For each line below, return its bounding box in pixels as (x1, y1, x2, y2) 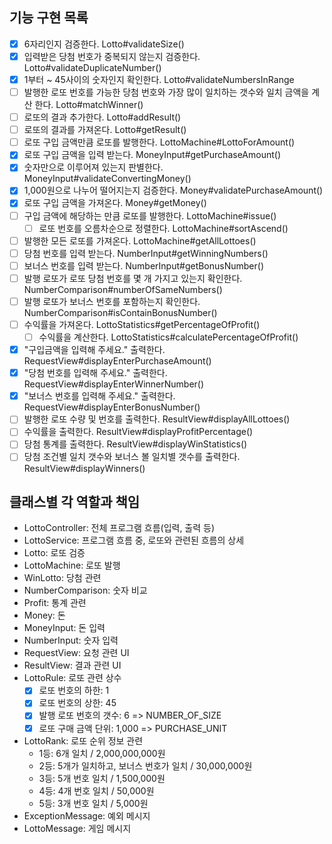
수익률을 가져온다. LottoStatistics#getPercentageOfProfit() (23, 318, 261, 330)
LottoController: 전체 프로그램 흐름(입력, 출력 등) (23, 522, 216, 534)
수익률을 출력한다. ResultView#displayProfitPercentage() (23, 426, 254, 438)
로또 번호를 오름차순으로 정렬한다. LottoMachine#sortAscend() (38, 222, 289, 234)
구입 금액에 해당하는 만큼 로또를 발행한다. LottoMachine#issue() (23, 209, 277, 222)
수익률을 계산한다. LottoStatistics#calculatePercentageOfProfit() (38, 331, 299, 343)
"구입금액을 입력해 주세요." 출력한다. (23, 344, 166, 356)
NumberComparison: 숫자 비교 (23, 584, 148, 597)
